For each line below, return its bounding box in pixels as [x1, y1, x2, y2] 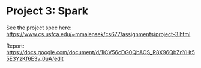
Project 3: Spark [6, 4, 89, 18]
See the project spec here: [6, 24, 72, 31]
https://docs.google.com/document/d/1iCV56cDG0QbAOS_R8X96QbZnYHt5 [6, 48, 195, 55]
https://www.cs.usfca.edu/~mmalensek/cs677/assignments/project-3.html [6, 30, 191, 37]
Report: [6, 42, 25, 49]
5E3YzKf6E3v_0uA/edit [6, 55, 64, 62]
